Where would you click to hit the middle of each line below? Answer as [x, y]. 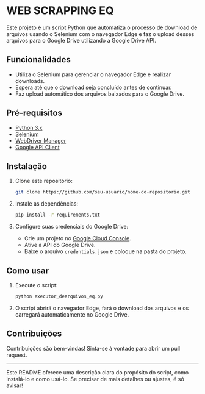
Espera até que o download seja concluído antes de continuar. [93, 87]
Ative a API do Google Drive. [60, 245]
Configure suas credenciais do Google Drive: [72, 227]
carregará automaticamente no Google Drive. [72, 314]
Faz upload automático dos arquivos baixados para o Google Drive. [100, 94]
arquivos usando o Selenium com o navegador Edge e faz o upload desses [100, 34]
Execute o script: [36, 285]
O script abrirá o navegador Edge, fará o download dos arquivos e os [102, 308]
